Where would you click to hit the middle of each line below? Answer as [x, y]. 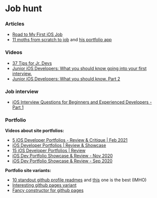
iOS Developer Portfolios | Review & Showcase [59, 146]
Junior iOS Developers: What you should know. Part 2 [66, 78]
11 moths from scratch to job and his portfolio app [62, 40]
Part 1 [18, 107]
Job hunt [24, 9]
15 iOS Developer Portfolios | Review [49, 150]
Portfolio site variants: [28, 171]
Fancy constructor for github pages [48, 190]
